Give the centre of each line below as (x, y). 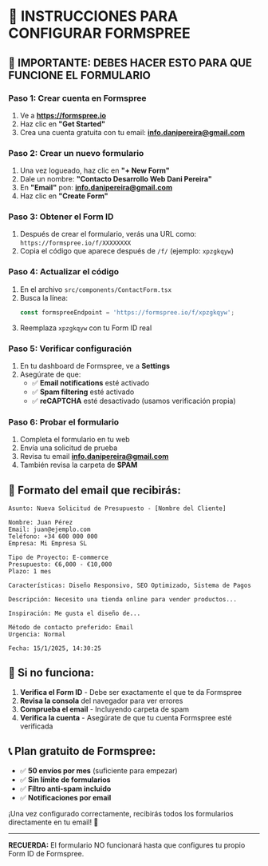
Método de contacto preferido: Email (71, 628)
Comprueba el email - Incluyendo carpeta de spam (104, 709)
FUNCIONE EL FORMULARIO (80, 75)
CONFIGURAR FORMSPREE (100, 33)
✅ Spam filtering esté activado (83, 392)
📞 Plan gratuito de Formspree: (82, 751)
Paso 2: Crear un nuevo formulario (76, 153)
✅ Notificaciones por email (65, 797)
